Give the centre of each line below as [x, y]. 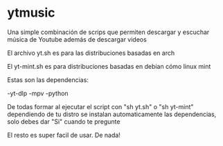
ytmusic [31, 13]
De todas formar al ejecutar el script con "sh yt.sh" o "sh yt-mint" [100, 106]
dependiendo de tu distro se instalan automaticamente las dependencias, [112, 114]
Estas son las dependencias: [48, 80]
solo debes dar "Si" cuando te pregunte [64, 121]
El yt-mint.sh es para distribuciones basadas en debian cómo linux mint [109, 66]
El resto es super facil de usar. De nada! [64, 135]
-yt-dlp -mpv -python [38, 93]
